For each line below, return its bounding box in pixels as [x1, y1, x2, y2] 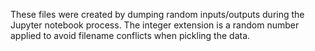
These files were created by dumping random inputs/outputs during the [10, 9, 305, 20]
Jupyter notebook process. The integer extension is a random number [10, 19, 300, 31]
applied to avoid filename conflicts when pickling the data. [10, 30, 251, 41]
